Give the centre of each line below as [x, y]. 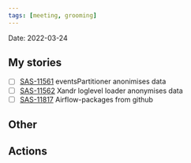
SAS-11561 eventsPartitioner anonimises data [93, 81]
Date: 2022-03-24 [38, 38]
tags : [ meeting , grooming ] [52, 15]
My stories [35, 63]
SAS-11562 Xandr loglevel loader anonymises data [101, 91]
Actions [28, 152]
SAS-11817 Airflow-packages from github [86, 99]
